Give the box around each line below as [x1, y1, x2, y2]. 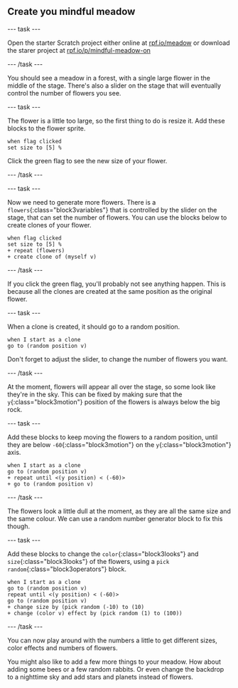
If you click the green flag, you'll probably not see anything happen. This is [7, 279, 226, 288]
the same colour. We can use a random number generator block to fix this [7, 514, 223, 523]
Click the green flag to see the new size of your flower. [7, 156, 168, 165]
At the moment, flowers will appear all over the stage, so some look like [7, 382, 216, 391]
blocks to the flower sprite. [7, 124, 86, 133]
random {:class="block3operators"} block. [7, 565, 126, 573]
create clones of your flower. [7, 220, 92, 229]
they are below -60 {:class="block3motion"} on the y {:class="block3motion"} [7, 440, 232, 448]
